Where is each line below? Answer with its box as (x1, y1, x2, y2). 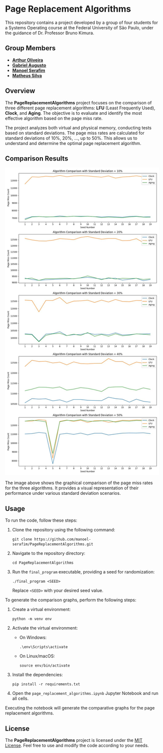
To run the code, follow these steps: (5, 517, 78, 523)
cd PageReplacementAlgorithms (12, 560, 74, 566)
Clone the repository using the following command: (12, 527, 116, 533)
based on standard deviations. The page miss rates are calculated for (5, 130, 145, 136)
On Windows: (19, 634, 47, 640)
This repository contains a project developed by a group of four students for (5, 20, 158, 25)
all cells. (12, 695, 29, 701)
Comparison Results (5, 154, 68, 163)
